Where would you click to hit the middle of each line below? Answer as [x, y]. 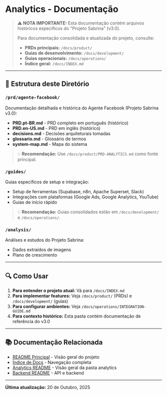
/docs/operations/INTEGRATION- [114, 307]
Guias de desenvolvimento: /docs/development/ [74, 53]
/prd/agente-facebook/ [33, 98]
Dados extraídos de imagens [42, 250]
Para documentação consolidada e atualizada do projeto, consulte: [86, 38]
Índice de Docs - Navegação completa [52, 362]
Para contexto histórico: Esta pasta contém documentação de [77, 316]
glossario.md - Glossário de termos [49, 139]
